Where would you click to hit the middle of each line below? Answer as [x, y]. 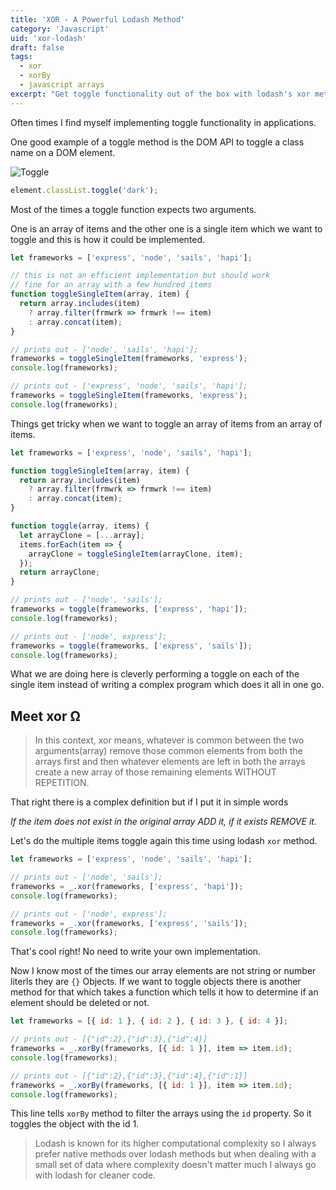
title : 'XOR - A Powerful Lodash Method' [98, 19]
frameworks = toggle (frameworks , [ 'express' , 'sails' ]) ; [131, 646]
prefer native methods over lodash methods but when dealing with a [175, 1154]
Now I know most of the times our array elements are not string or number [163, 971]
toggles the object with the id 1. [75, 1124]
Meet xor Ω [45, 716]
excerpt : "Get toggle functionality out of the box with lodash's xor [160, 94]
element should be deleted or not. [80, 1003]
